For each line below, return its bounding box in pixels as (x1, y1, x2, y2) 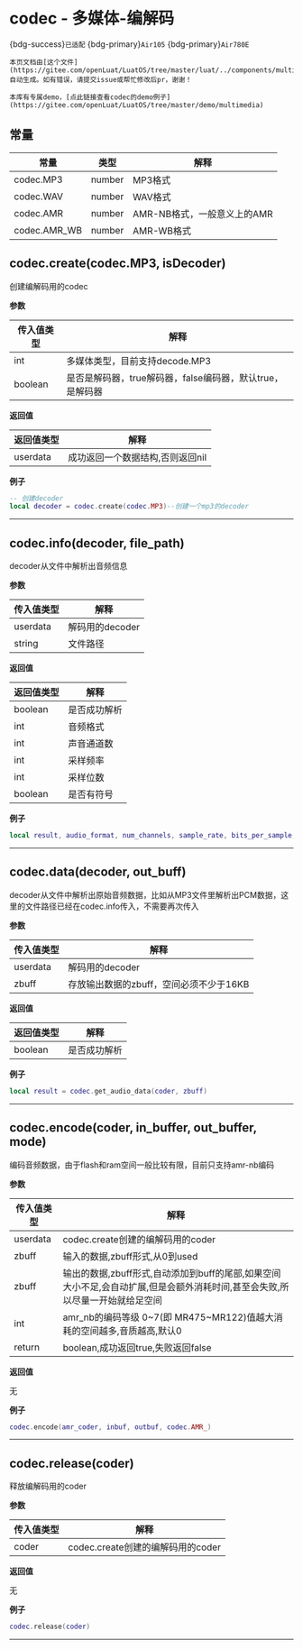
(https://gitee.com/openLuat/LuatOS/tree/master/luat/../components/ (9, 65, 277, 75)
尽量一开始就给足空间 (71, 1294, 162, 1306)
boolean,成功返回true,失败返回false (62, 1341, 212, 1353)
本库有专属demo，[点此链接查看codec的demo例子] (9, 92, 171, 102)
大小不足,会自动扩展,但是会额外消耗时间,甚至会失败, (62, 1280, 280, 1293)
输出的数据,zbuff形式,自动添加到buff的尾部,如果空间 (62, 1267, 281, 1279)
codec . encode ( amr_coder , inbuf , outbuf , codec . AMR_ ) (9, 1422, 212, 1432)
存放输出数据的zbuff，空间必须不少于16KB (68, 977, 250, 990)
